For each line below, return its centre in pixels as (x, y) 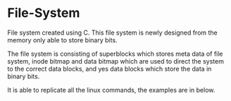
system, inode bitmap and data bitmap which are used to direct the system (115, 61)
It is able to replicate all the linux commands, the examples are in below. (111, 90)
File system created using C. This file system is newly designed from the (113, 32)
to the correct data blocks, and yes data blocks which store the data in (110, 69)
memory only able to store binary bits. (62, 40)
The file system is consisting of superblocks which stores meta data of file (115, 54)
